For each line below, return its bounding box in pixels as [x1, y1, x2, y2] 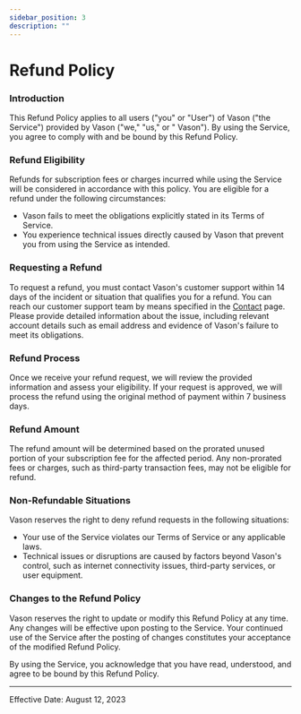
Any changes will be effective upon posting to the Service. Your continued [9, 622, 284, 632]
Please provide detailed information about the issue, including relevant [9, 310, 270, 321]
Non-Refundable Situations [9, 495, 132, 507]
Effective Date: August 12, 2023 [9, 693, 126, 704]
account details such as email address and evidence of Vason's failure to [9, 320, 279, 331]
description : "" [9, 22, 70, 30]
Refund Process [9, 351, 81, 364]
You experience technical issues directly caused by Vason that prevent [21, 229, 284, 240]
